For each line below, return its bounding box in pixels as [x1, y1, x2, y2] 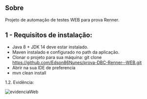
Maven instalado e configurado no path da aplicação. [12, 49, 120, 55]
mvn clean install [12, 70, 46, 76]
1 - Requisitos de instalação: [5, 31, 93, 40]
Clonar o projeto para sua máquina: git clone [12, 54, 102, 60]
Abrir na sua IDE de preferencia [12, 64, 76, 70]
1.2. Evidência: [5, 79, 34, 85]
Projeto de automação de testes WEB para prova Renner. [5, 17, 120, 22]
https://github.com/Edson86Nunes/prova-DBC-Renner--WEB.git [12, 59, 142, 65]
